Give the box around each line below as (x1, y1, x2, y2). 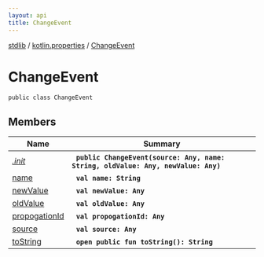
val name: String (75, 174, 141, 183)
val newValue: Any (75, 186, 145, 196)
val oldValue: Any (75, 200, 145, 208)
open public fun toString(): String (75, 237, 214, 247)
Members (8, 115, 57, 128)
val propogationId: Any (75, 212, 165, 221)
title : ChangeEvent (8, 19, 72, 27)
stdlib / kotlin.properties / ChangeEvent (8, 40, 135, 50)
